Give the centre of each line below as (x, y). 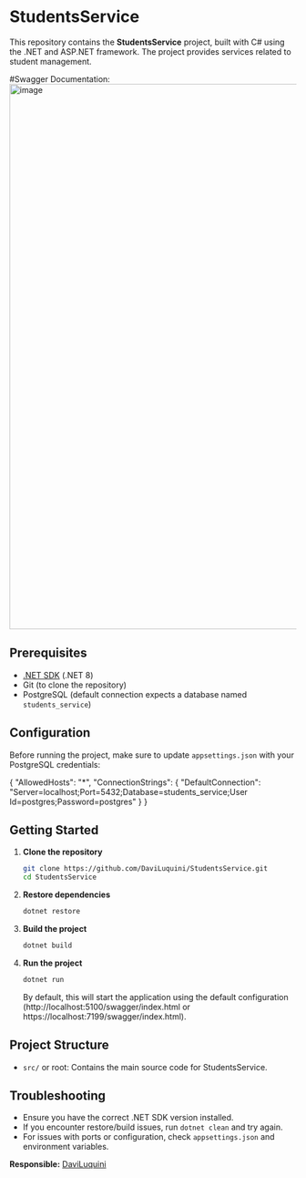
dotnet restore (51, 912)
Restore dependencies (66, 894)
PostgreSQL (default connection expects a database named (135, 694)
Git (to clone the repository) (75, 685)
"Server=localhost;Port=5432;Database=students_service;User (129, 791)
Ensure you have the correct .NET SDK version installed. (128, 1118)
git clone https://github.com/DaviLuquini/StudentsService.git (145, 869)
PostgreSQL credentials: (55, 764)
